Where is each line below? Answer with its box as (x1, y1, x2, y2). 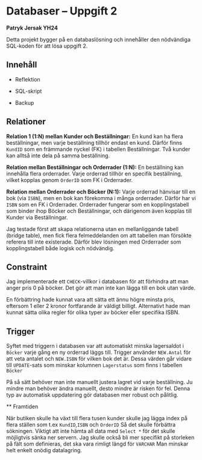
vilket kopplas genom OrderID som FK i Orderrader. (6, 176, 133, 183)
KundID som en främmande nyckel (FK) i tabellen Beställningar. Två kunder (6, 145, 191, 153)
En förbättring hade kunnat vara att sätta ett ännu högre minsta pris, (6, 296, 175, 303)
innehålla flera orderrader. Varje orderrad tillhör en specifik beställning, (6, 170, 183, 177)
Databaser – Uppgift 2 (6, 4, 118, 18)
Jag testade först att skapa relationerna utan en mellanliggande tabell (6, 225, 179, 233)
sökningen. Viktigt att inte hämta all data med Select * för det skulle (6, 427, 175, 435)
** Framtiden (6, 403, 39, 411)
